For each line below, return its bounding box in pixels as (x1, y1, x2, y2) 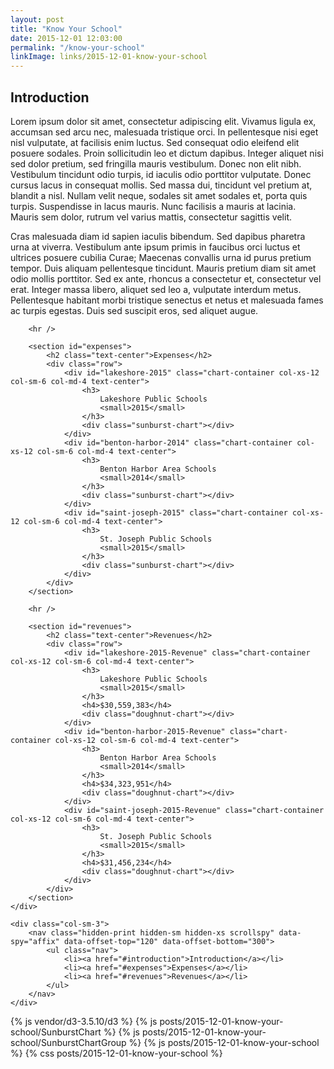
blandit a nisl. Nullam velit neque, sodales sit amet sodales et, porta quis (10, 189, 308, 201)
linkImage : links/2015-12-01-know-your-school (10, 52, 208, 62)
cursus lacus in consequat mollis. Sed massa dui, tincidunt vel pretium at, (10, 179, 313, 191)
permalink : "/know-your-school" (10, 42, 145, 53)
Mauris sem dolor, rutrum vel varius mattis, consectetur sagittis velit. (10, 211, 292, 223)
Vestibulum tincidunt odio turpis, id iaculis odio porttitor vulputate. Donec (10, 168, 312, 180)
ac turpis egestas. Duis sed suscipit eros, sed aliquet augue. (10, 304, 259, 316)
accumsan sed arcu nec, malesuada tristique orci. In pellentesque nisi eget (10, 126, 319, 138)
